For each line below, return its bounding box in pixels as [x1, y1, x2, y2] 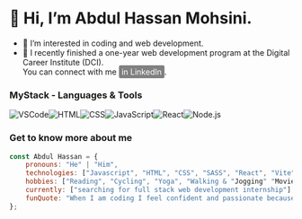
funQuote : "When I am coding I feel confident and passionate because [25, 193, 296, 203]
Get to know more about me [9, 132, 133, 145]
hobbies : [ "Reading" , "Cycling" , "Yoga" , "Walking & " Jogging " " [25, 177, 276, 187]
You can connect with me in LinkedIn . [22, 66, 168, 77]
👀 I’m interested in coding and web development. [22, 38, 204, 48]
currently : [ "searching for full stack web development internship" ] [25, 186, 292, 195]
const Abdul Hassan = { [9, 152, 99, 161]
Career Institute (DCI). [22, 57, 104, 67]
